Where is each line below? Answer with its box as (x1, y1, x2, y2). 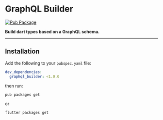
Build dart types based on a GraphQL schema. (5, 29, 100, 34)
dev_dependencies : (5, 69, 42, 75)
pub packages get (5, 92, 40, 97)
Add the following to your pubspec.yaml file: (5, 60, 91, 66)
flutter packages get (5, 110, 49, 115)
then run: (5, 83, 23, 89)
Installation (5, 47, 40, 56)
